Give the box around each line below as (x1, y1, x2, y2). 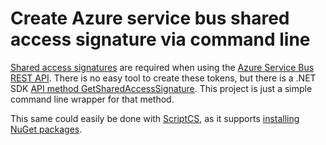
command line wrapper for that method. (10, 93, 175, 105)
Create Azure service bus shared (10, 7, 290, 30)
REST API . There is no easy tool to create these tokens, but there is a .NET (10, 72, 317, 84)
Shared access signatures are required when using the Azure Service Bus (10, 61, 315, 73)
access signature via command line (10, 28, 311, 51)
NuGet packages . (10, 123, 83, 135)
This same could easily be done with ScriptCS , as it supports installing (10, 112, 300, 124)
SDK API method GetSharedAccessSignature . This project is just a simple (10, 82, 313, 94)
